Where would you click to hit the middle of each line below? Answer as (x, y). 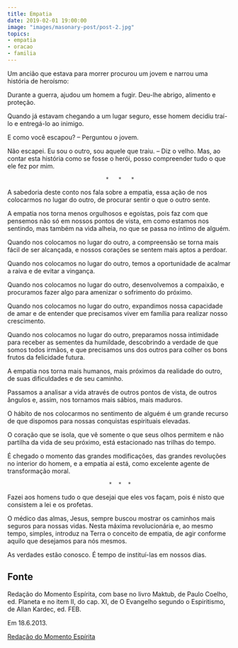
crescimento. (27, 321)
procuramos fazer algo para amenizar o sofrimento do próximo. (100, 292)
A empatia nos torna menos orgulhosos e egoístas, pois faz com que (108, 213)
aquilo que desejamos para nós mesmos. (67, 541)
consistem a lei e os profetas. (50, 504)
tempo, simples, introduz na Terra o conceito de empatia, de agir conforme (117, 533)
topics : (19, 34)
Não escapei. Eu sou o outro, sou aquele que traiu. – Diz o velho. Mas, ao (114, 151)
